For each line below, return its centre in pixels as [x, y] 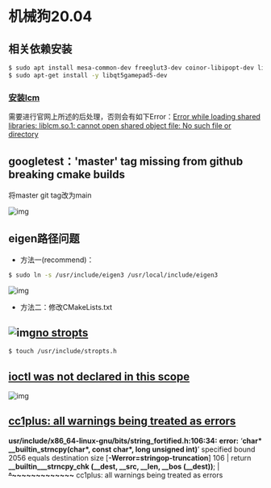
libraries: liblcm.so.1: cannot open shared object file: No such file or [120, 126]
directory [23, 135]
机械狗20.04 [50, 17]
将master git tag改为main [50, 195]
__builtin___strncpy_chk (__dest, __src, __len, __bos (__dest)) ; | [114, 466]
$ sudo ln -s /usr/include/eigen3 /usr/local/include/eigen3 [113, 275]
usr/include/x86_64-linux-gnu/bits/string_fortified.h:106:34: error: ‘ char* [135, 440]
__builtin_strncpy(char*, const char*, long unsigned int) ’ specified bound [132, 449]
